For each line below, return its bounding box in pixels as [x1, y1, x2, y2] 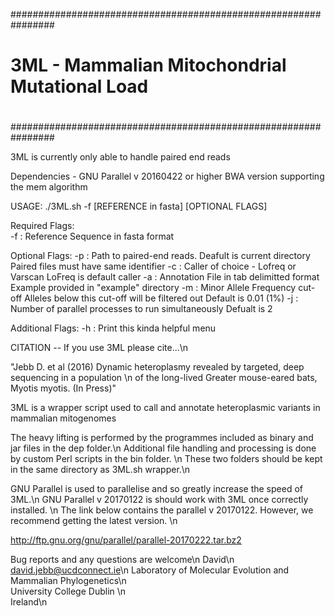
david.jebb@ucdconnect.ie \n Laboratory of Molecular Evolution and [10, 564, 290, 576]
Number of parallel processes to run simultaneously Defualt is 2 [10, 303, 273, 315]
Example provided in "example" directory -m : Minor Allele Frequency [10, 282, 297, 294]
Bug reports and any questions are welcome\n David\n [10, 554, 235, 566]
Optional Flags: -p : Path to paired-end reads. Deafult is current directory [10, 250, 311, 262]
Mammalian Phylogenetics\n [10, 575, 127, 587]
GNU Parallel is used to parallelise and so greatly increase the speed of [10, 483, 303, 495]
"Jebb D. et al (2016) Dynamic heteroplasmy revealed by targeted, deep [10, 361, 305, 373]
